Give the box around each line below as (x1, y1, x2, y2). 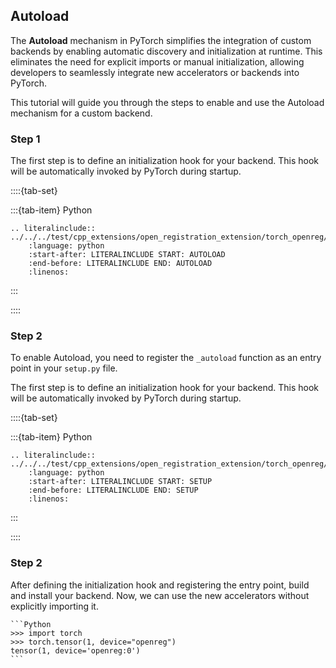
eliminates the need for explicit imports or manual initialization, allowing (10, 55, 305, 68)
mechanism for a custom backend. (10, 107, 153, 119)
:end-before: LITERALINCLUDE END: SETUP (28, 485, 199, 496)
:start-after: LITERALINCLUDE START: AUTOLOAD (28, 250, 226, 260)
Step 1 (10, 132, 41, 146)
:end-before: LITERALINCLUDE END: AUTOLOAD (28, 259, 213, 269)
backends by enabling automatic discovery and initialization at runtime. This (10, 45, 323, 57)
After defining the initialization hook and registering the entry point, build (10, 579, 310, 591)
